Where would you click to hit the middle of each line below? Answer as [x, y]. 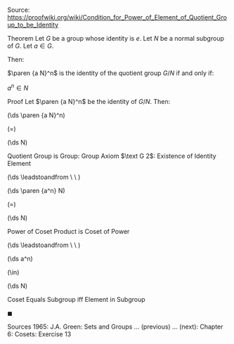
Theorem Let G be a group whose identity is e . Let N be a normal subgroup [116, 39]
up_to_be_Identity [33, 25]
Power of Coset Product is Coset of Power [69, 231]
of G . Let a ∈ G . [31, 46]
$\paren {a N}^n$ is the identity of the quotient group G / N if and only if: [111, 73]
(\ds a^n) [20, 258]
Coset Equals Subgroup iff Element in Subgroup [76, 299]
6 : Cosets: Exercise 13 [39, 334]
